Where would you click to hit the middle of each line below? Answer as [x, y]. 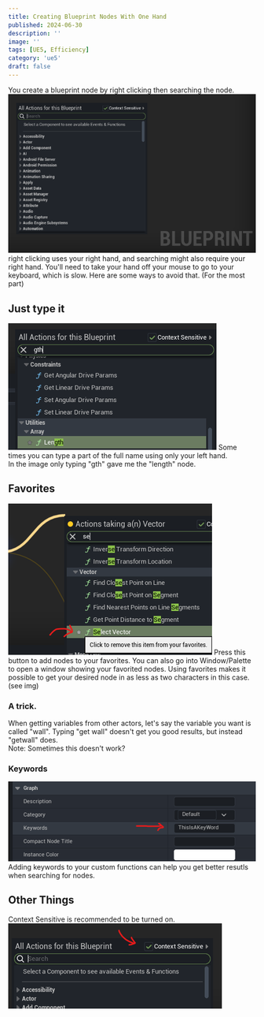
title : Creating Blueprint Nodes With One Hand [88, 17]
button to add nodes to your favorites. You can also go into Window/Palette [130, 660]
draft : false [29, 67]
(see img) [24, 685]
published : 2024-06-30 [45, 25]
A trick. [22, 706]
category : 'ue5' [35, 58]
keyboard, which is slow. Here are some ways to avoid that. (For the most [126, 275]
